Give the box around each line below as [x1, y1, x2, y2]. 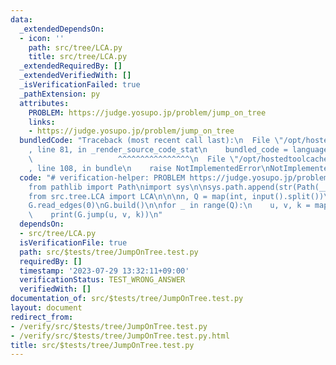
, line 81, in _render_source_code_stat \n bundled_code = [28, 145, 288, 155]
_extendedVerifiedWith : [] [19, 71, 132, 81]
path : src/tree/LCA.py [28, 42, 123, 53]
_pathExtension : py [19, 89, 101, 99]
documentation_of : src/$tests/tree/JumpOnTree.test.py [10, 294, 244, 304]
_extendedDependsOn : [19, 24, 105, 34]
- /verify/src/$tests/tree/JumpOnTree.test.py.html [10, 331, 230, 341]
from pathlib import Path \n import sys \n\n [28, 182, 208, 192]
